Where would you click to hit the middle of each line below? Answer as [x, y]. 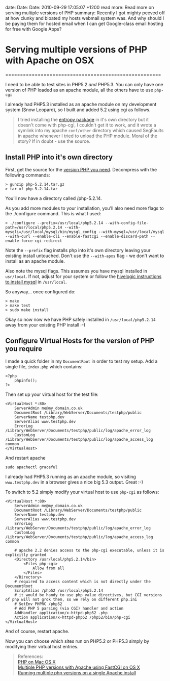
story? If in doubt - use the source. [54, 141]
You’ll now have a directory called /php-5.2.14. [54, 198]
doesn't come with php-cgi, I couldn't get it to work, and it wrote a [87, 125]
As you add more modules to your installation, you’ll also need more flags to [84, 208]
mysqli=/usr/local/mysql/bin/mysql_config [51, 232]
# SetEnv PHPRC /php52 [38, 604]
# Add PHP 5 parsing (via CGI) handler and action [69, 608]
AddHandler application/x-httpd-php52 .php [61, 613]
